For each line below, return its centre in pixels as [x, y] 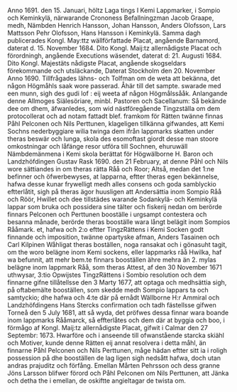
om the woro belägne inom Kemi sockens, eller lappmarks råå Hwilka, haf [115, 252]
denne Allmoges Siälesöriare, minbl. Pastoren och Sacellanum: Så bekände [117, 101]
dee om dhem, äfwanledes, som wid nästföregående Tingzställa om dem [114, 108]
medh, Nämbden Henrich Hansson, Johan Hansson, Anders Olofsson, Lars [117, 25]
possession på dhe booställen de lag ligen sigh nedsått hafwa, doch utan [114, 358]
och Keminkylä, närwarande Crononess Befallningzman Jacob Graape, [111, 18]
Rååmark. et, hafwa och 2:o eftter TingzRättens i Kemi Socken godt [106, 229]
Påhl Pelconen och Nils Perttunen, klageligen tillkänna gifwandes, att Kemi [116, 123]
